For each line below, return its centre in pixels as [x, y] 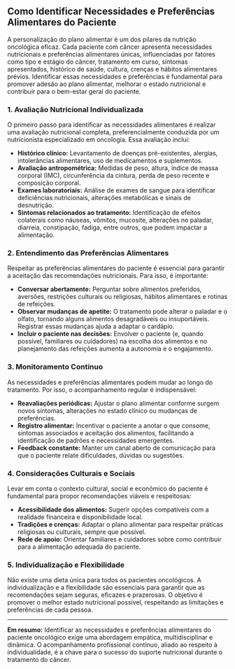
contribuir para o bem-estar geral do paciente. [74, 91]
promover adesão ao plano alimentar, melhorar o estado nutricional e [107, 84]
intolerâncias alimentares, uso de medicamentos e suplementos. [110, 161]
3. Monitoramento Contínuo [55, 367]
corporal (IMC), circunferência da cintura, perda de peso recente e [113, 176]
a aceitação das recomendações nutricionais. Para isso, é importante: [108, 276]
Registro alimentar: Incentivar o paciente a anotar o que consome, [114, 425]
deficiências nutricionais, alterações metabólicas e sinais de [104, 198]
